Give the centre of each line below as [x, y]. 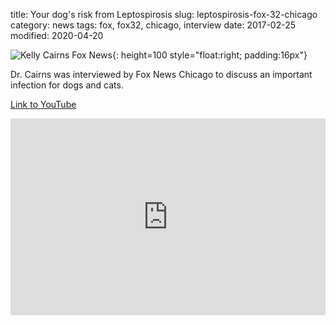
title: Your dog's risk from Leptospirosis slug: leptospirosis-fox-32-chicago [164, 14]
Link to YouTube [43, 104]
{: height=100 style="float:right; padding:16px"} [209, 55]
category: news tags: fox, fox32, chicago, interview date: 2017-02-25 [153, 25]
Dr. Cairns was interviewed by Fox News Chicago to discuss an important [161, 74]
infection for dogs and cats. [67, 85]
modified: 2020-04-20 [57, 35]
